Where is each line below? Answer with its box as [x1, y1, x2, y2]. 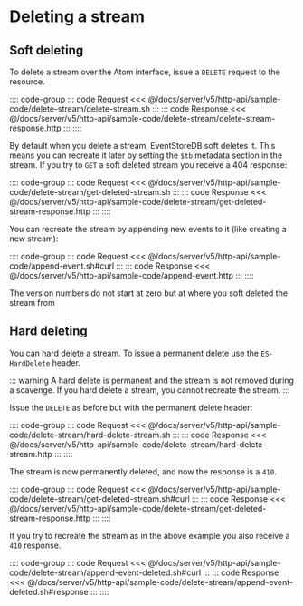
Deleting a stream [9, 6, 146, 27]
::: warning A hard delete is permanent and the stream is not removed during [9, 375, 294, 386]
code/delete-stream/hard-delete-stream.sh [9, 429, 171, 440]
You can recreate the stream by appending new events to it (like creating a [9, 224, 287, 234]
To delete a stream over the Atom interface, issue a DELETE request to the [9, 66, 280, 77]
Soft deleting [9, 43, 84, 58]
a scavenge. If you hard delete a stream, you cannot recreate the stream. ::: [9, 384, 290, 396]
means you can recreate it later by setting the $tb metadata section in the [9, 150, 283, 161]
